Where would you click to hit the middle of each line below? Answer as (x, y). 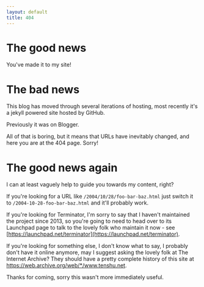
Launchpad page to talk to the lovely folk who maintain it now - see (91, 228)
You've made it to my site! (39, 65)
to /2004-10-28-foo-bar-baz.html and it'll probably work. (77, 203)
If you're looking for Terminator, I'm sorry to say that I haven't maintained (98, 215)
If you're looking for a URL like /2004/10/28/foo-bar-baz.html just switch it (100, 197)
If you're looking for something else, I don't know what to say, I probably (97, 246)
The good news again (62, 168)
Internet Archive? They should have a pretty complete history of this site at (100, 259)
